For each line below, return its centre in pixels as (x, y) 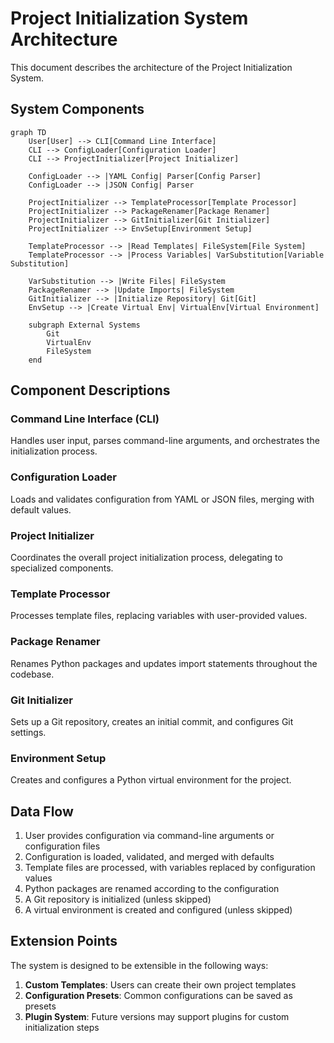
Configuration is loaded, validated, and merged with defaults (149, 857)
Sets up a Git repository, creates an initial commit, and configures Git (152, 721)
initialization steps (62, 1027)
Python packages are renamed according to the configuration (152, 889)
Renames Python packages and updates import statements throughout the (164, 663)
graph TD (28, 132)
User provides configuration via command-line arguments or (149, 836)
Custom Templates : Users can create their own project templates (160, 984)
